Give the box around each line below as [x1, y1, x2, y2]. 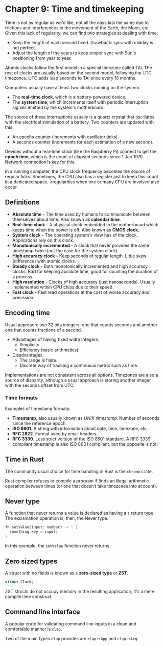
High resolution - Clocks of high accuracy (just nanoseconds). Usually [12, 279, 155, 285]
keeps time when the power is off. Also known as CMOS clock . [12, 227, 140, 233]
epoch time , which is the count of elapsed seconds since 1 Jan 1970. [5, 153, 144, 160]
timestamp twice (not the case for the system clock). [12, 247, 119, 253]
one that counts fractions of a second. [5, 327, 82, 333]
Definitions [5, 198, 40, 207]
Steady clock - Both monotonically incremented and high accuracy [12, 263, 148, 269]
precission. [12, 294, 35, 300]
